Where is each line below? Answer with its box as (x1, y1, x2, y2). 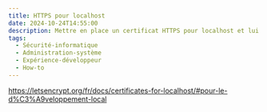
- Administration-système (15, 49, 102, 57)
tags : (8, 34, 26, 42)
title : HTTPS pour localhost (8, 11, 106, 20)
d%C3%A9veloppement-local (8, 94, 107, 104)
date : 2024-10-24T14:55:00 (8, 19, 98, 27)
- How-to (15, 64, 45, 72)
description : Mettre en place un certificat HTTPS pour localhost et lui (8, 26, 260, 34)
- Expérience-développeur (15, 57, 102, 65)
